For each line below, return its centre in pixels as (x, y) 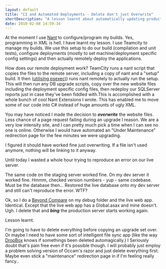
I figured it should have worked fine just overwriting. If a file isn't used (76, 145)
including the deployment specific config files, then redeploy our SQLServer (83, 89)
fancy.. (12, 261)
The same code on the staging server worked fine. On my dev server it (77, 175)
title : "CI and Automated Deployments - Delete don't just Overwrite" (79, 14)
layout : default (22, 10)
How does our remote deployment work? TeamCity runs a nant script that (80, 68)
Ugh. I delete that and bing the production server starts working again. (77, 211)
